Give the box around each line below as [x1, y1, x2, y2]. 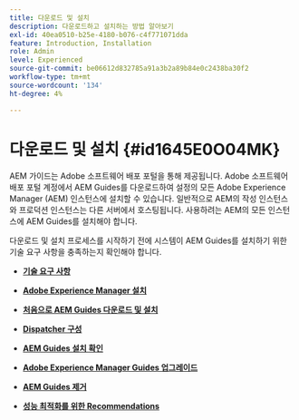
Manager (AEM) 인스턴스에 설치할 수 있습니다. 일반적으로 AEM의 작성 [9, 193, 257, 204]
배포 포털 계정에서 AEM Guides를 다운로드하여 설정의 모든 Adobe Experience [9, 182, 286, 193]
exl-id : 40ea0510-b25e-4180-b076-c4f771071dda [9, 30, 188, 39]
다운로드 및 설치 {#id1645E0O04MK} [9, 139, 281, 160]
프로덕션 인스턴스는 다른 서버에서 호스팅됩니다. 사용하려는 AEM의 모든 [18, 205, 266, 216]
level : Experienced [9, 55, 83, 64]
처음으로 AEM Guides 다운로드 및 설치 [22, 305, 159, 316]
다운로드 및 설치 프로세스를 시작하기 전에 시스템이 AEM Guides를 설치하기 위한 [9, 235, 287, 246]
